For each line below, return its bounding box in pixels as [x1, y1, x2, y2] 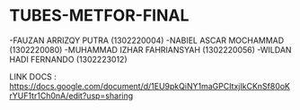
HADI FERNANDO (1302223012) [9, 54, 128, 64]
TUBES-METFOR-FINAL [9, 5, 190, 26]
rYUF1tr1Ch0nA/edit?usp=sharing [9, 90, 134, 101]
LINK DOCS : [9, 71, 57, 81]
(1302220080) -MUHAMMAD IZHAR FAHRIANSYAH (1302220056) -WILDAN [9, 44, 292, 55]
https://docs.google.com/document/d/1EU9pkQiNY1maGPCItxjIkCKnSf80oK [9, 80, 290, 91]
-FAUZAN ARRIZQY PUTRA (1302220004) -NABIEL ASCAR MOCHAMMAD [9, 35, 285, 46]
